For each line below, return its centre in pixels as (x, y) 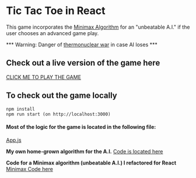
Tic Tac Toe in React (56, 11)
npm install (20, 109)
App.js (14, 140)
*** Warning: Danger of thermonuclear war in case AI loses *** (82, 44)
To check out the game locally (62, 96)
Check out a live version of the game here (83, 63)
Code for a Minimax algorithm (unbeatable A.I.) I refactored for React (91, 163)
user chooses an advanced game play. (52, 33)
